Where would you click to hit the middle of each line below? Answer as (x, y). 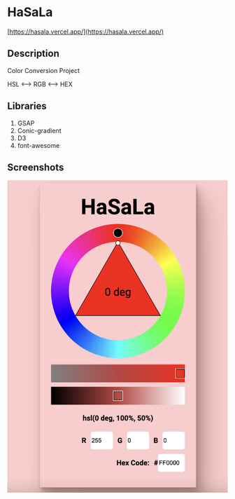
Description (33, 54)
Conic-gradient (39, 130)
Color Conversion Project (44, 70)
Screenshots (36, 167)
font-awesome (38, 145)
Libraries (27, 106)
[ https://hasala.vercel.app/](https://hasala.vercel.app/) (86, 32)
